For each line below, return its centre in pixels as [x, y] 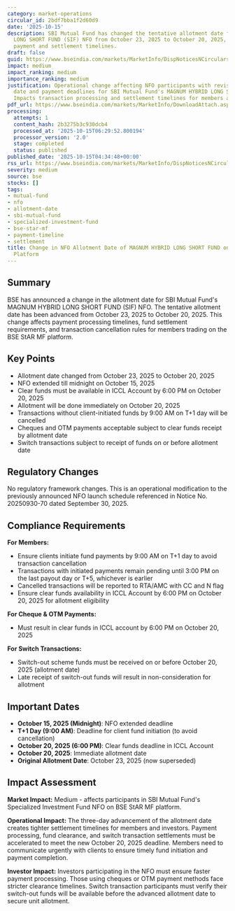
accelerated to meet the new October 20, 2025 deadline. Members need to [115, 842]
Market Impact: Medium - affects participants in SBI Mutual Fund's [104, 799]
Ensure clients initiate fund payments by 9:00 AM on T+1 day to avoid [117, 556]
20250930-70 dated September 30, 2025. [68, 504]
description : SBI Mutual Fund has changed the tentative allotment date [115, 33]
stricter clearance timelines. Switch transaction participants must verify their [117, 886]
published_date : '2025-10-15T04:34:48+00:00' [74, 157]
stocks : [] [23, 183]
